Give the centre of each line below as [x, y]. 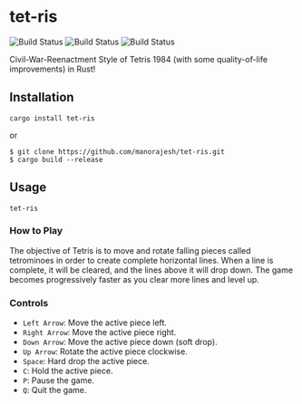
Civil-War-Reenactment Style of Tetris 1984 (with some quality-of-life [139, 59]
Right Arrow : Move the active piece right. [99, 332]
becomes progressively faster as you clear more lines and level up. [135, 279]
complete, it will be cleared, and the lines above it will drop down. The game [151, 270]
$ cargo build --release [56, 159]
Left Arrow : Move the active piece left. [95, 322]
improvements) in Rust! [53, 69]
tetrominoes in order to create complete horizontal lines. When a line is [141, 260]
